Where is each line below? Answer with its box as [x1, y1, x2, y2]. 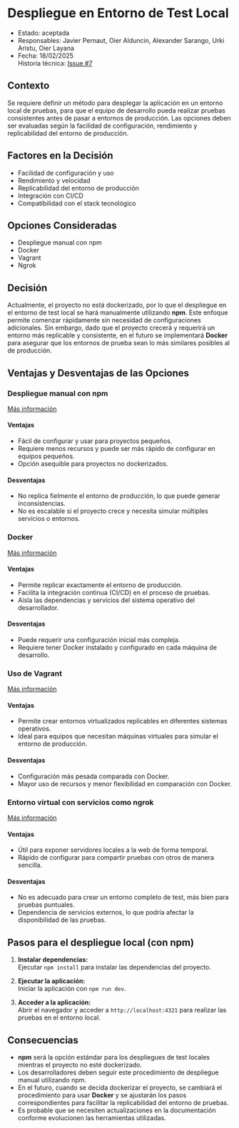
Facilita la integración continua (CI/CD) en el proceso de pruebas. [17, 588, 210, 596]
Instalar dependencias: [17, 955, 88, 964]
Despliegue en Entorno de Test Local [7, 5, 230, 21]
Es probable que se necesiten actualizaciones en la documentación [17, 1106, 216, 1114]
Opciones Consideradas [7, 219, 117, 231]
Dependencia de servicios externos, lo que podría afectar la [17, 908, 194, 917]
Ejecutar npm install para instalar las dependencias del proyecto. [17, 963, 212, 972]
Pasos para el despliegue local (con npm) [7, 936, 195, 948]
